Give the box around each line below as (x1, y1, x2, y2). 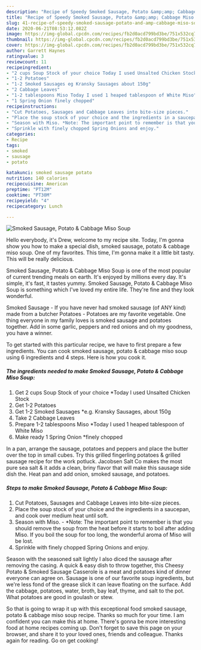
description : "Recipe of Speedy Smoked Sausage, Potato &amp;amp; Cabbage (6, 8, 197, 15)
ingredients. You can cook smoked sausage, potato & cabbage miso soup (6, 348, 187, 355)
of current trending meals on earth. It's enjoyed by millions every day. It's (6, 274, 187, 281)
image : (6, 31, 23, 37)
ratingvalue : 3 (6, 53, 44, 59)
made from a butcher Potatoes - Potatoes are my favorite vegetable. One (6, 311, 186, 318)
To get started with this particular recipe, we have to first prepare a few (6, 341, 182, 348)
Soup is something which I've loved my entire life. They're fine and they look (6, 286, 194, 293)
